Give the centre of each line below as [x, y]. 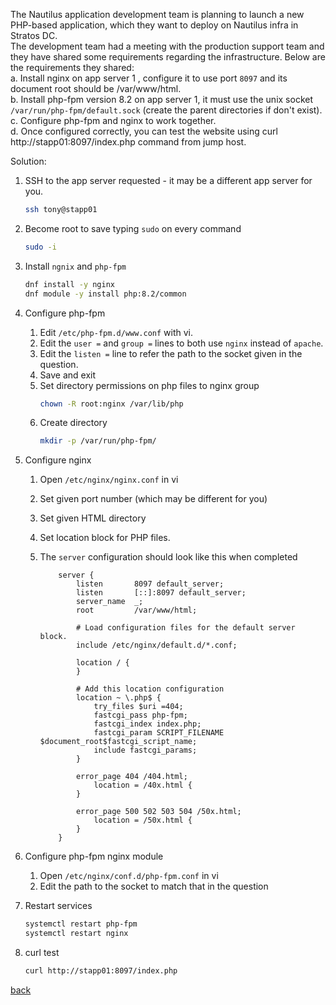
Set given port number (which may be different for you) [153, 499]
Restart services [58, 906]
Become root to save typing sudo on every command [133, 228]
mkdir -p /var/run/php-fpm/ [98, 441]
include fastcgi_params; [145, 750]
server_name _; [109, 602]
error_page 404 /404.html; [131, 777]
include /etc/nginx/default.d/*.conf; [156, 645]
